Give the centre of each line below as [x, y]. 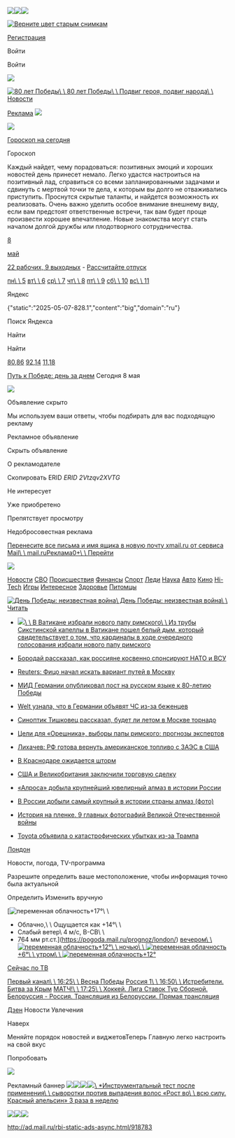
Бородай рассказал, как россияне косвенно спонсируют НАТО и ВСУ [122, 658]
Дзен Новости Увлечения [45, 1010]
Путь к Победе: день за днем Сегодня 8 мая [74, 375]
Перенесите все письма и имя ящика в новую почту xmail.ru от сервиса [115, 545]
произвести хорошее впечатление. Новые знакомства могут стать [107, 219]
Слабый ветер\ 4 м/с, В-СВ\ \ [61, 932]
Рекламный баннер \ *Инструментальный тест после [101, 1086]
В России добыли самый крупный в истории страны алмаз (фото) [116, 801]
